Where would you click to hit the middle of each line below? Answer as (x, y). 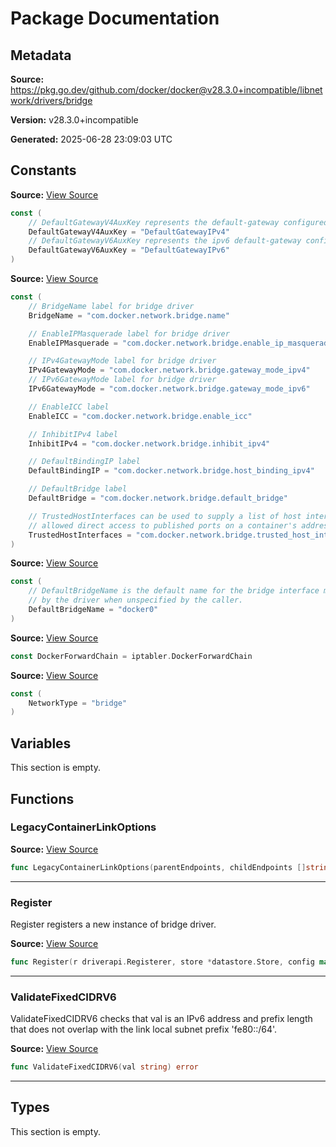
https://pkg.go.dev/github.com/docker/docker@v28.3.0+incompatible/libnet (166, 90)
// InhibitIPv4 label (73, 434)
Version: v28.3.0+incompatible (74, 120)
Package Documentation (115, 18)
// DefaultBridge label (78, 489)
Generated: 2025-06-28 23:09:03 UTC (91, 139)
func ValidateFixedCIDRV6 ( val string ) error (104, 1067)
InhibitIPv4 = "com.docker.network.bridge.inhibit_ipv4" (149, 443)
